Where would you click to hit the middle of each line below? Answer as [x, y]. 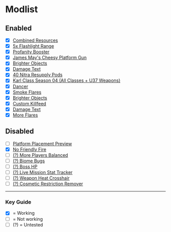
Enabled [19, 28]
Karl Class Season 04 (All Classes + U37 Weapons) [66, 80]
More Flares [25, 115]
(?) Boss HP [25, 166]
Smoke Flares [27, 92]
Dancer [20, 86]
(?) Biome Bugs [28, 161]
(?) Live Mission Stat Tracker [42, 172]
